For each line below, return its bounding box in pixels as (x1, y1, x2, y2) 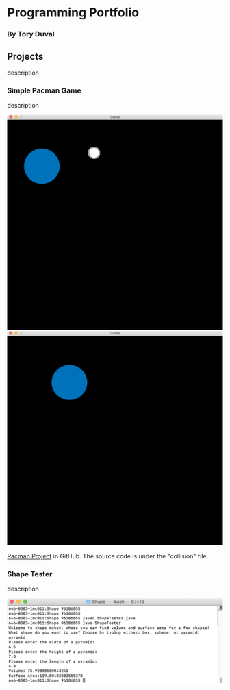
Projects (7, 50, 44, 62)
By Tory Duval (7, 29, 55, 39)
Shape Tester (7, 569, 53, 578)
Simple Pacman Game (7, 86, 81, 95)
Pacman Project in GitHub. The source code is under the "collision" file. (7, 552, 209, 560)
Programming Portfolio (7, 5, 139, 21)
